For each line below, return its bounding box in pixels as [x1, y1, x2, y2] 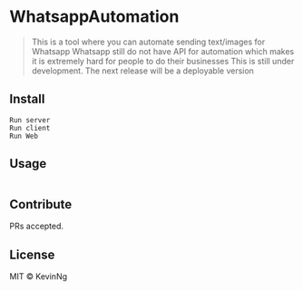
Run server [9, 115, 51, 124]
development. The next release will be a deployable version [31, 65, 254, 76]
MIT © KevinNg [9, 271, 68, 282]
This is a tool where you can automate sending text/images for [31, 36, 266, 47]
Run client [9, 123, 51, 132]
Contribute [9, 197, 73, 212]
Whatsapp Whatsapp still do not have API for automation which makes [31, 45, 295, 56]
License [9, 247, 55, 262]
